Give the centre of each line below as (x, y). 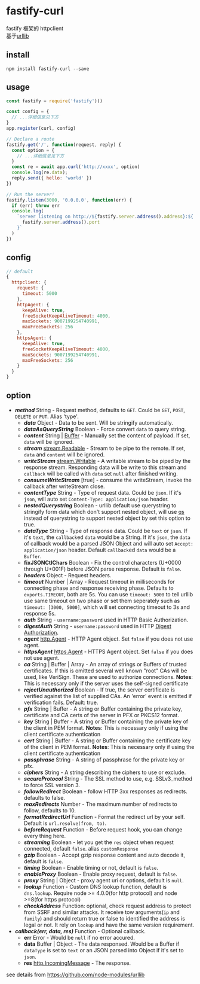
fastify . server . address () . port (61, 223)
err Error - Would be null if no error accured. (79, 937)
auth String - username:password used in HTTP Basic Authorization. (106, 620)
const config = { (28, 112)
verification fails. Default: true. (61, 702)
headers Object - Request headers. (67, 575)
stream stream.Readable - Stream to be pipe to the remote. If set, (104, 448)
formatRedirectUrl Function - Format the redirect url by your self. (104, 817)
